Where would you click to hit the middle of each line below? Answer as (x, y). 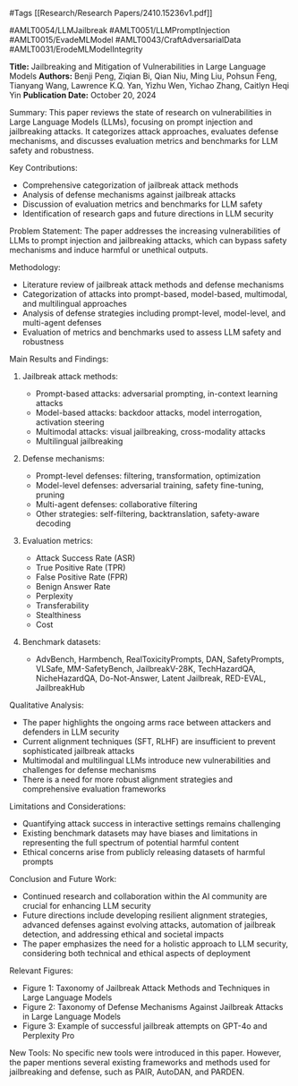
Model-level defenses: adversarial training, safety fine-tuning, (149, 485)
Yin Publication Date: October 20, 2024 (83, 95)
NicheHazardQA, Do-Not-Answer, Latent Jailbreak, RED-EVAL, (151, 678)
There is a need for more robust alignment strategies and (127, 779)
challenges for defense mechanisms (89, 770)
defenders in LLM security (71, 732)
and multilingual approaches (74, 304)
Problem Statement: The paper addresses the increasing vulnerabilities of (145, 231)
